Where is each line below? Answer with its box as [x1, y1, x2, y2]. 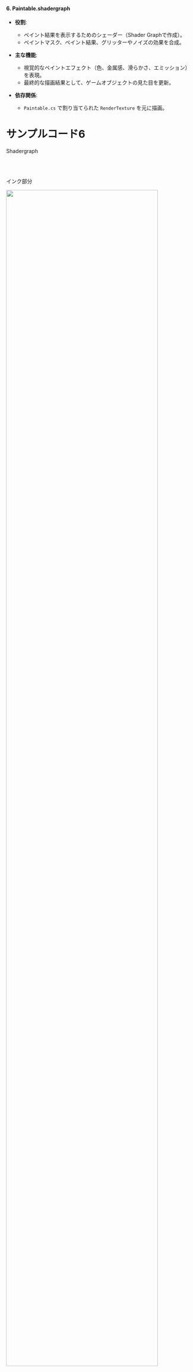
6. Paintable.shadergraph [6, 5, 70, 12]
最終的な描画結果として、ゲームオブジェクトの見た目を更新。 [23, 79, 175, 86]
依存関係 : [14, 92, 37, 99]
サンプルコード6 [6, 127, 86, 141]
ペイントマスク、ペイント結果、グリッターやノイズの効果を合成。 [23, 39, 185, 46]
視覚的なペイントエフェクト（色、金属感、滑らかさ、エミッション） [23, 64, 191, 71]
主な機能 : [14, 51, 37, 59]
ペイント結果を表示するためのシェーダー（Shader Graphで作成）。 [23, 32, 186, 39]
